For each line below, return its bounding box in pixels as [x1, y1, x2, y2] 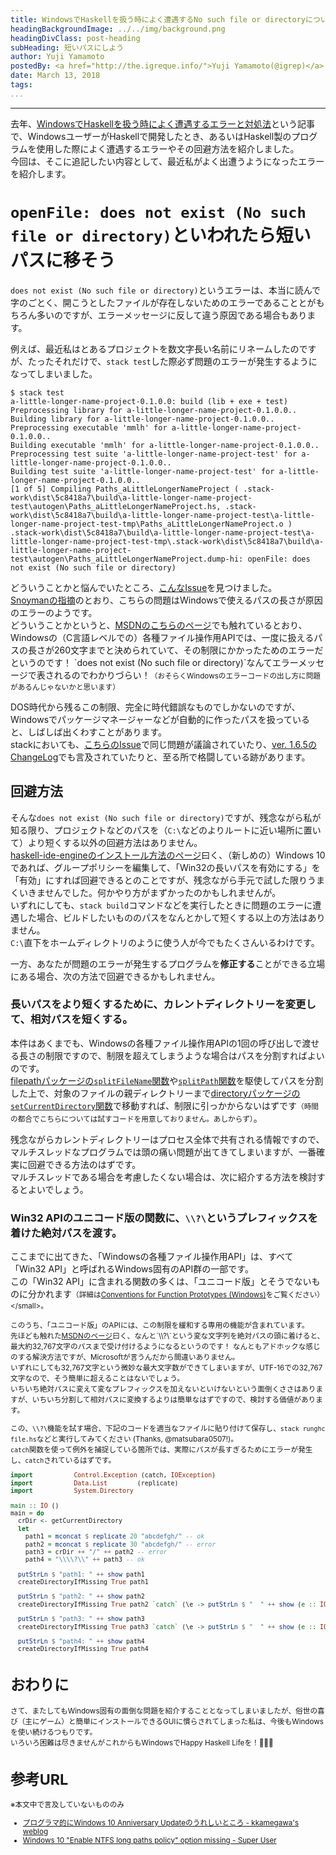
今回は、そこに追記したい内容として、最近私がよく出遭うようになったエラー [10, 155, 325, 167]
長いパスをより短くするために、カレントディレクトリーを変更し [10, 997, 317, 1011]
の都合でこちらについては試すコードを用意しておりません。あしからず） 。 [10, 1112, 263, 1124]
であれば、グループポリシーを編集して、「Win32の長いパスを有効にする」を [10, 861, 321, 873]
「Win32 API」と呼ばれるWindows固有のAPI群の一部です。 [10, 1263, 254, 1275]
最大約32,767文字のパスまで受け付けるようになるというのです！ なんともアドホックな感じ [10, 1342, 321, 1352]
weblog [22, 1827, 49, 1837]
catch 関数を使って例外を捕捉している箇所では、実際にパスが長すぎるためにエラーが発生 [10, 1444, 313, 1455]
